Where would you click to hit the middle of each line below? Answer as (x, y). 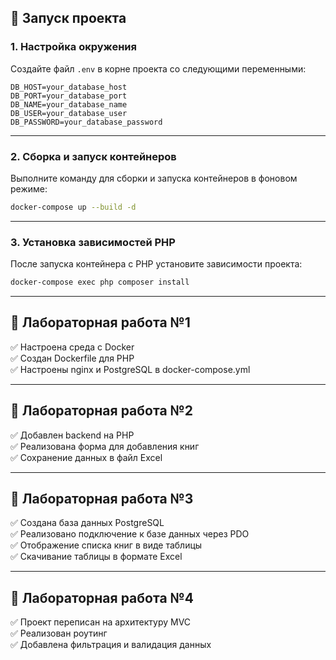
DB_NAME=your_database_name (69, 104)
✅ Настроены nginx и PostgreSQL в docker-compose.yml (130, 369)
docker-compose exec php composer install (100, 282)
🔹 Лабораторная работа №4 (102, 597)
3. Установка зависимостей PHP (93, 242)
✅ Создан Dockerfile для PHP (72, 358)
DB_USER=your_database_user (69, 113)
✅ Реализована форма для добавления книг (105, 446)
